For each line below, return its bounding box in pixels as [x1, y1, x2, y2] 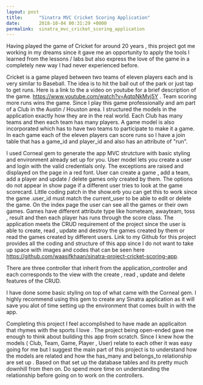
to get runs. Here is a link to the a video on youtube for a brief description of [6, 86, 196, 94]
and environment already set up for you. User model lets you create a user [6, 156, 192, 164]
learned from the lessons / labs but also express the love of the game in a [6, 55, 190, 62]
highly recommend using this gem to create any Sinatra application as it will [6, 295, 195, 303]
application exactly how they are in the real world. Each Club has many [6, 112, 183, 119]
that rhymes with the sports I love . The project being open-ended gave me [6, 327, 194, 334]
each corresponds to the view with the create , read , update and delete [6, 271, 185, 278]
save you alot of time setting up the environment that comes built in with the [6, 302, 196, 309]
